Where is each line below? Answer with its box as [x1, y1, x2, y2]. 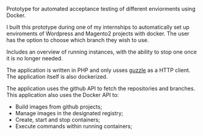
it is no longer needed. [6, 55, 63, 62]
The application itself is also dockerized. [6, 73, 108, 80]
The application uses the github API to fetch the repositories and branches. [6, 85, 196, 92]
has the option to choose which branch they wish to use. [6, 37, 149, 43]
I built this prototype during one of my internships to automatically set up [6, 24, 190, 30]
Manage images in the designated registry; [15, 110, 124, 116]
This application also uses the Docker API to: [6, 91, 119, 98]
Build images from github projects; [15, 103, 103, 110]
